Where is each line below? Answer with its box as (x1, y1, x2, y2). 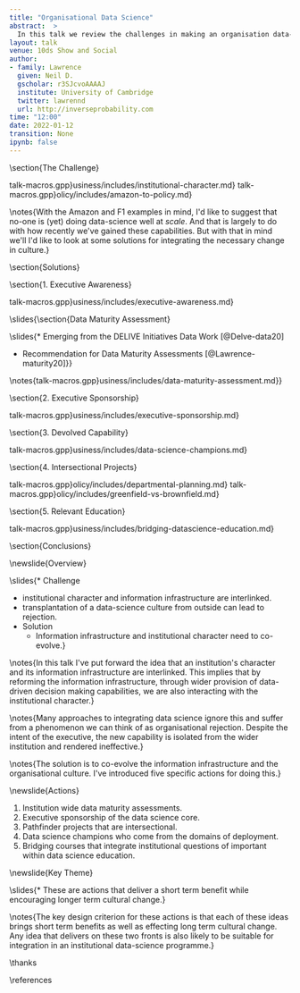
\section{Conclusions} (9, 540, 92, 551)
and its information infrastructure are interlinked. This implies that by (9, 667, 262, 677)
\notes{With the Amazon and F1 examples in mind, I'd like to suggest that (9, 206, 278, 217)
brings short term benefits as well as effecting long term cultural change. (9, 921, 278, 931)
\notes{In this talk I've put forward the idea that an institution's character (9, 657, 276, 668)
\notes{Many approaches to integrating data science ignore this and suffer (9, 712, 284, 723)
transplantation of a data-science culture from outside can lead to (21, 602, 265, 612)
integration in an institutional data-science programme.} (9, 939, 215, 950)
